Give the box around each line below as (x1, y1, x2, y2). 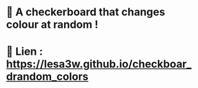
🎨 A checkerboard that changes (6, 5, 165, 19)
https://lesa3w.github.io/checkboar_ (6, 57, 191, 71)
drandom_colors (6, 70, 89, 83)
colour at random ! (6, 18, 99, 31)
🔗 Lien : (6, 45, 43, 58)
